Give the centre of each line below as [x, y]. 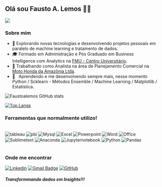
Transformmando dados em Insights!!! [45, 179]
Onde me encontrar [28, 157]
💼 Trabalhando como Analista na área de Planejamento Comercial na [81, 66]
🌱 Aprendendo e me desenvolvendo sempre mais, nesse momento [80, 77]
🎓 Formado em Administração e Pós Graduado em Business [73, 54]
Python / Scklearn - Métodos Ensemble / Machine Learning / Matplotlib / [84, 82]
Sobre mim [18, 33]
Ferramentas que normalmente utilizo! [51, 118]
